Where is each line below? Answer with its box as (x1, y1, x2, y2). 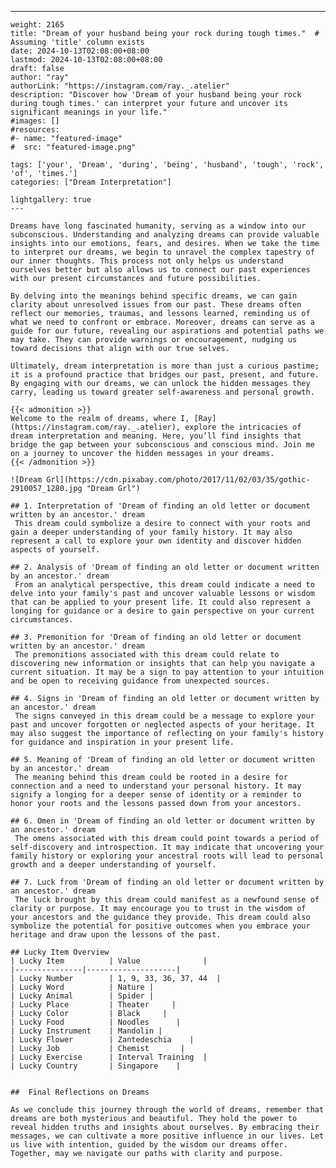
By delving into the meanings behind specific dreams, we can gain (10, 291, 298, 301)
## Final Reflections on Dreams (10, 1087, 150, 1097)
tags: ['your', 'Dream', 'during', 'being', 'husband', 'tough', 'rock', (10, 160, 325, 170)
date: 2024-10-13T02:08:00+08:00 (10, 46, 150, 56)
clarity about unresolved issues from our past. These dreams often (10, 300, 302, 310)
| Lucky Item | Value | (10, 956, 208, 966)
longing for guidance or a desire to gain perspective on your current (10, 606, 315, 616)
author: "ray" (10, 72, 70, 82)
